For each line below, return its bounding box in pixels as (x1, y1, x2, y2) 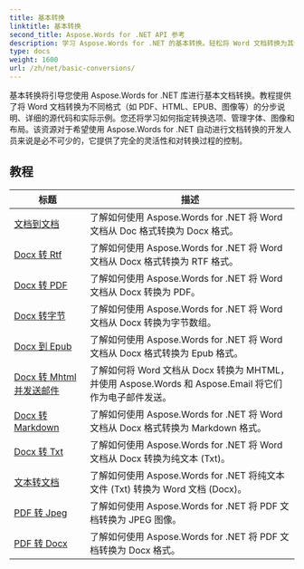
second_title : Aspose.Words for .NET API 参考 (9, 30, 185, 39)
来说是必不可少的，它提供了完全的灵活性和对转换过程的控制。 (16, 135, 247, 146)
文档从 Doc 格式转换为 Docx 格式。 (90, 224, 239, 236)
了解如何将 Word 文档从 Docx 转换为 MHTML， (90, 363, 290, 376)
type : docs (9, 47, 51, 56)
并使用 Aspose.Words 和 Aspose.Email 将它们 (90, 377, 283, 390)
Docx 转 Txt (14, 445, 63, 458)
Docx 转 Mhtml (14, 371, 77, 383)
